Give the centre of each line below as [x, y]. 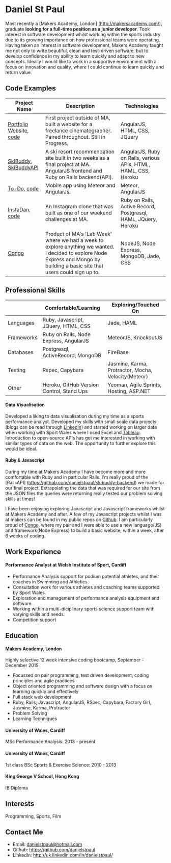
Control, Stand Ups [65, 391]
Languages [21, 323]
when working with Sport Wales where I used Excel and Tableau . [73, 432]
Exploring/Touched [135, 305]
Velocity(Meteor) [128, 376]
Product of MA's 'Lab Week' [78, 234]
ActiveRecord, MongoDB [72, 355]
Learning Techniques [35, 719]
